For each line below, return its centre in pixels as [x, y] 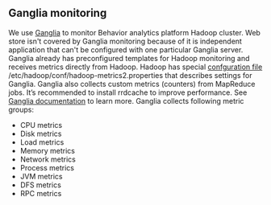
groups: [21, 109]
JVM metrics [41, 176]
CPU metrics [41, 125]
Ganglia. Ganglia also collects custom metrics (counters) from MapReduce [132, 84]
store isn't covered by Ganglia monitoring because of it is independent [125, 41]
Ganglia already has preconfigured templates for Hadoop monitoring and [129, 58]
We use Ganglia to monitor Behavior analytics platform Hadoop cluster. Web [134, 32]
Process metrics [47, 167]
